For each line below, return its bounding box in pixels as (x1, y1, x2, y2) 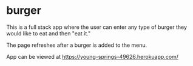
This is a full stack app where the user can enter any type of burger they (6, 23, 187, 31)
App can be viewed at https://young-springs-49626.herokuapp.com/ (6, 53, 179, 60)
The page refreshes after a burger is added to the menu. (6, 41, 147, 49)
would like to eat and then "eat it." (6, 29, 91, 37)
